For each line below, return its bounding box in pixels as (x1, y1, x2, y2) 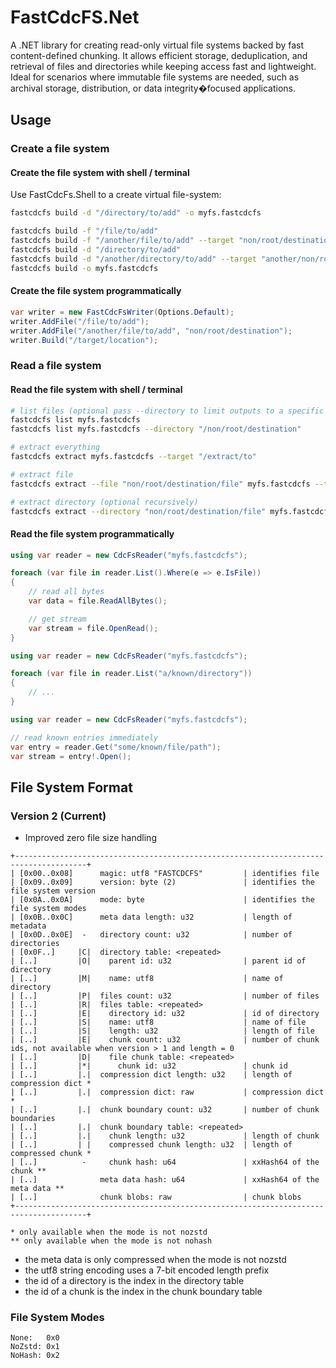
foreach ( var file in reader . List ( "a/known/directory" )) (10, 669, 253, 679)
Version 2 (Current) (10, 809, 107, 823)
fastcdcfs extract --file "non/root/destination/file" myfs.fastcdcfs (10, 479, 311, 489)
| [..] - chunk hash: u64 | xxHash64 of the (10, 1157, 320, 1168)
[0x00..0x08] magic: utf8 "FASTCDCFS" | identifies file (19, 869, 320, 879)
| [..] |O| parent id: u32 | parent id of (10, 956, 307, 966)
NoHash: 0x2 (10, 1351, 60, 1361)
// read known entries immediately (10, 732, 159, 743)
